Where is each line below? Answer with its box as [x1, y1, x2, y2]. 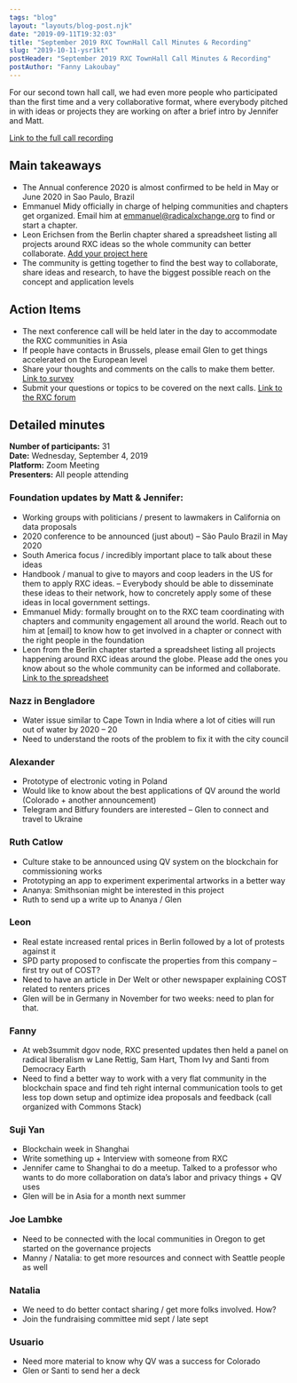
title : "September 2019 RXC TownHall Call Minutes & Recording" [9, 37, 252, 47]
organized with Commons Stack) [21, 1101, 142, 1112]
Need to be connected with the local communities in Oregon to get [21, 1233, 266, 1244]
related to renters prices [21, 983, 111, 994]
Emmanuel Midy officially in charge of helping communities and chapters [21, 201, 289, 212]
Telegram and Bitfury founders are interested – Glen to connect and [21, 804, 269, 815]
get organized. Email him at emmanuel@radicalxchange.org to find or [21, 210, 276, 220]
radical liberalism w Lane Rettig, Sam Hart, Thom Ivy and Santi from [21, 1054, 270, 1065]
